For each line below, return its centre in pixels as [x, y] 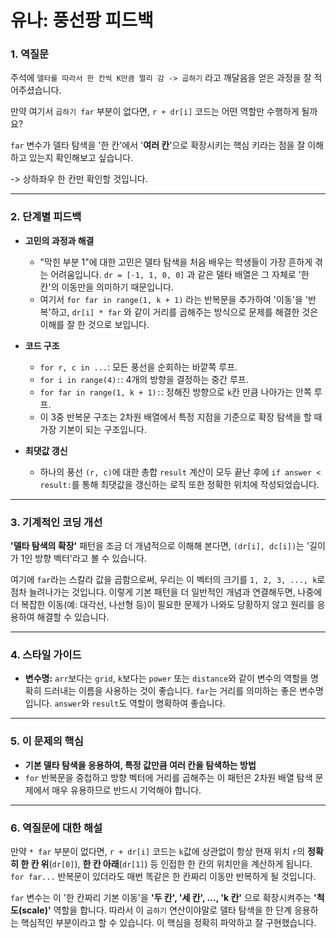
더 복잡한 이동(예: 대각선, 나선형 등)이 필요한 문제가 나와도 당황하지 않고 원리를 [162, 605]
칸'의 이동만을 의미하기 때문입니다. [106, 287]
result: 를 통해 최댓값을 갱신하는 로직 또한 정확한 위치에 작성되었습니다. [179, 484]
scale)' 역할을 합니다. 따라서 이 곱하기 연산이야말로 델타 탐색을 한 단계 [157, 910]
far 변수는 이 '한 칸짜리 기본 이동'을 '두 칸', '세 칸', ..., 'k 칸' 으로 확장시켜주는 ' [163, 897]
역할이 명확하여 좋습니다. [177, 703]
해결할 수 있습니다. [73, 617]
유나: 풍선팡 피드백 [82, 20]
